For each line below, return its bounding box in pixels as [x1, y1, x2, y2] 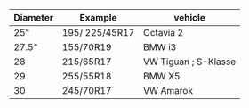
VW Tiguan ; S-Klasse [142, 55, 237, 68]
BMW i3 [142, 41, 177, 53]
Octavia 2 [142, 27, 184, 38]
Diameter [13, 12, 54, 23]
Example [79, 12, 117, 23]
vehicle [173, 12, 206, 23]
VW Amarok [142, 85, 194, 96]
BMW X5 [142, 71, 181, 82]
